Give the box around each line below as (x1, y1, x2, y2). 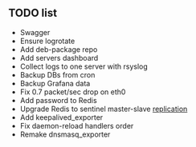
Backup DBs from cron (19, 70, 96, 79)
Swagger (19, 27, 51, 37)
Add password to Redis (19, 95, 98, 105)
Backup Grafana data (19, 78, 91, 88)
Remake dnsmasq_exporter (19, 129, 111, 139)
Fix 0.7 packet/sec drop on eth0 (19, 87, 126, 97)
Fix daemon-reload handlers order (19, 121, 134, 130)
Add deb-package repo (19, 44, 98, 54)
